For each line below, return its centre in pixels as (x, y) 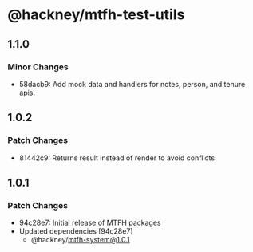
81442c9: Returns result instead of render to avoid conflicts (117, 158)
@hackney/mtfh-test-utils (96, 15)
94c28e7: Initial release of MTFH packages (90, 223)
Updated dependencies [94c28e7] (76, 231)
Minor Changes (38, 67)
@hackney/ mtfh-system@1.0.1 (81, 240)
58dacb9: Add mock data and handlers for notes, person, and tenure (132, 84)
